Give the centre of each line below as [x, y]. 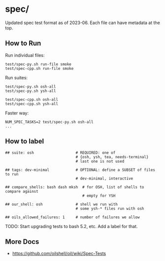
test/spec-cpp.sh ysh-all [32, 104]
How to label [25, 141]
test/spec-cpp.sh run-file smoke [39, 68]
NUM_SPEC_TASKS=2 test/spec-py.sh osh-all [49, 122]
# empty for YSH [99, 196]
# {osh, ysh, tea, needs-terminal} [112, 157]
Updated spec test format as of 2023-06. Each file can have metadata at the [82, 23]
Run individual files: [25, 55]
